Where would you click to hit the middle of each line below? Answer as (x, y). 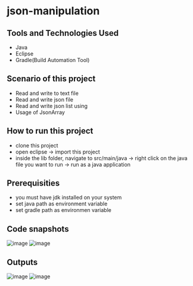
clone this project (37, 145)
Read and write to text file (47, 93)
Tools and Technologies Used (63, 33)
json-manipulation (53, 11)
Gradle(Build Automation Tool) (52, 60)
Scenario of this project (51, 79)
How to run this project (50, 131)
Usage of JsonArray (40, 112)
